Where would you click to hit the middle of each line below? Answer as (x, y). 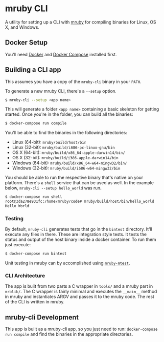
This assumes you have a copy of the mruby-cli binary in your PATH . (73, 82)
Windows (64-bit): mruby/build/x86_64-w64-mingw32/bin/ (70, 163)
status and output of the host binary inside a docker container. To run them (81, 239)
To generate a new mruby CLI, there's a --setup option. (61, 91)
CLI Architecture (25, 276)
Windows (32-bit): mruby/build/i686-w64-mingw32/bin (66, 168)
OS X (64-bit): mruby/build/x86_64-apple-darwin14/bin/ (69, 152)
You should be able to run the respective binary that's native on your (74, 178)
